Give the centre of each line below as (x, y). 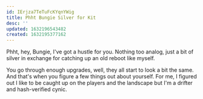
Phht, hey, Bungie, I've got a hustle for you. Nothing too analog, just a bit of (100, 52)
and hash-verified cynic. (37, 89)
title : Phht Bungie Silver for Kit (51, 18)
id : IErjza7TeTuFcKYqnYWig (40, 12)
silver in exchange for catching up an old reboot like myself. (81, 58)
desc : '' (17, 23)
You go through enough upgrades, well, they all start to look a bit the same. (100, 70)
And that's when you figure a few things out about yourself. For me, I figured (101, 77)
